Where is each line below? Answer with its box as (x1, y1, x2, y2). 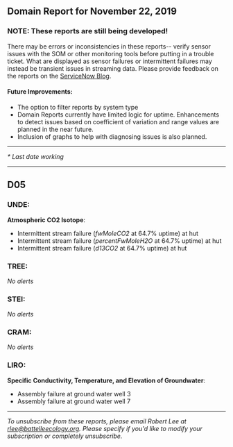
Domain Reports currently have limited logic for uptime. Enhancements (17, 110, 220, 119)
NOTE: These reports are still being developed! (7, 26, 169, 36)
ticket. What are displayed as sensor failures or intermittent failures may (7, 57, 213, 65)
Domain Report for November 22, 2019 (7, 6, 177, 17)
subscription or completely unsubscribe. (7, 432, 123, 440)
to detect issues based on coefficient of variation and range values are (17, 117, 220, 126)
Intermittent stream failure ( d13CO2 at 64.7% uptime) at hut (17, 244, 187, 252)
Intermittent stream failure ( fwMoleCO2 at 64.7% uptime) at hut (17, 229, 199, 237)
